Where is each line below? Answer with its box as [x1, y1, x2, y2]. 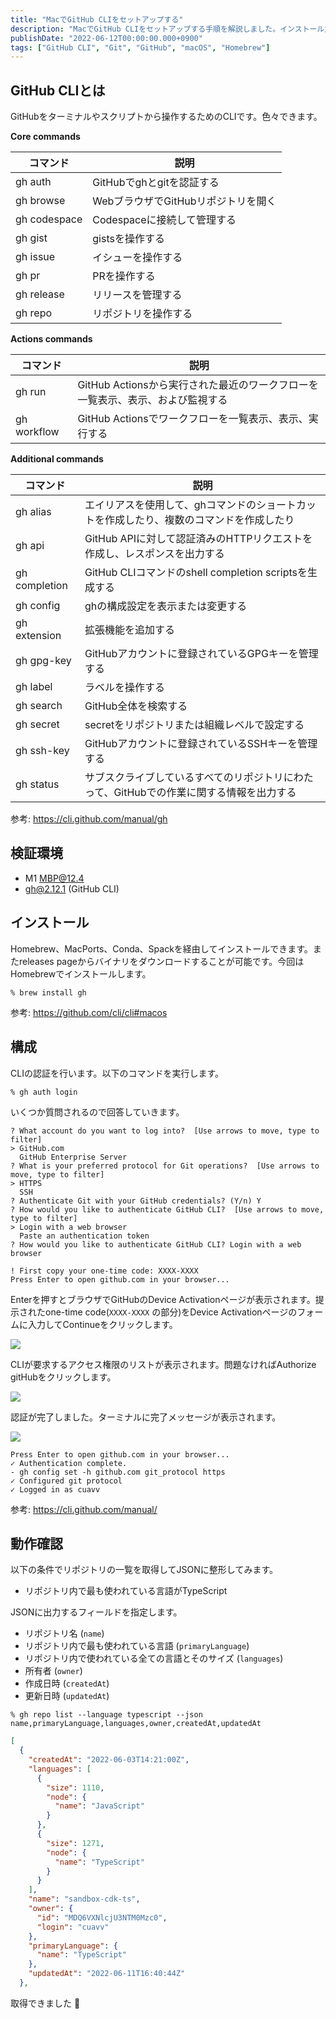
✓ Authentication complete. [10, 1458, 128, 1468]
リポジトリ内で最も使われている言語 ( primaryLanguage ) [24, 1640, 250, 1652]
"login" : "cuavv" [36, 1922, 110, 1932]
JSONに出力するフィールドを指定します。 [10, 1606, 183, 1618]
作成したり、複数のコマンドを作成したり [104, 513, 295, 527]
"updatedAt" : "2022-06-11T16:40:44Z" [28, 1969, 186, 1979]
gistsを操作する [92, 232, 165, 246]
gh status [15, 777, 60, 791]
